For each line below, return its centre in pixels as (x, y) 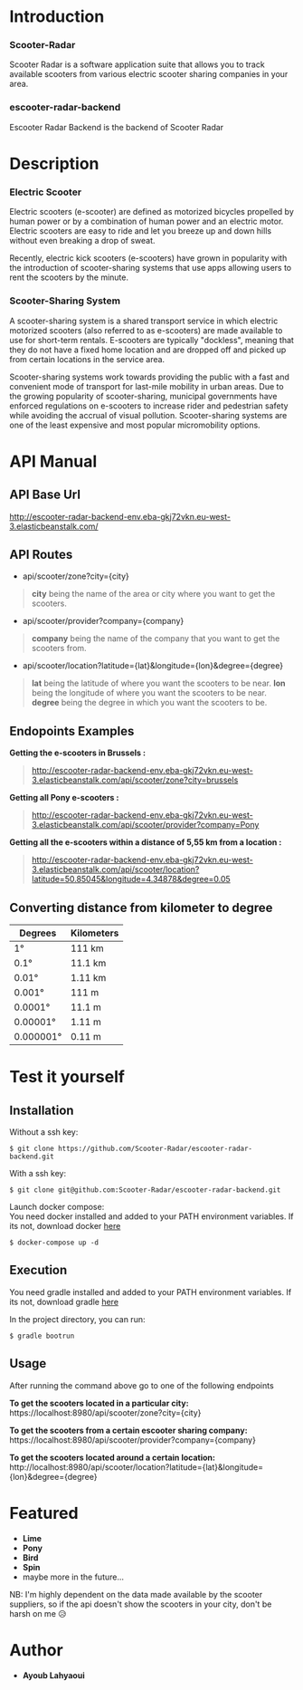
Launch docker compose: (57, 1207)
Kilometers (95, 933)
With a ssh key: (38, 1173)
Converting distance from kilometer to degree (141, 907)
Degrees (38, 933)
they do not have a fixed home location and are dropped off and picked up (148, 350)
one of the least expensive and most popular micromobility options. (135, 425)
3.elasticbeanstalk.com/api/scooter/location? (115, 869)
